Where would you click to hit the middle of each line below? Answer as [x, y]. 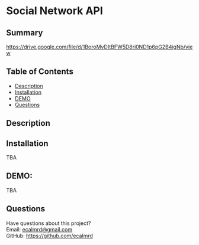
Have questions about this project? [49, 223]
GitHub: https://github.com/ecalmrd [50, 236]
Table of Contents [40, 72]
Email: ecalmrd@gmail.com [39, 229]
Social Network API [55, 11]
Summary [25, 33]
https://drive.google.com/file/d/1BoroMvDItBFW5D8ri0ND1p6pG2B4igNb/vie [99, 47]
